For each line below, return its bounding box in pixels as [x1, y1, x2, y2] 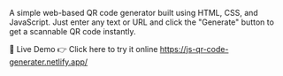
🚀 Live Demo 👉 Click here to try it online [9, 44, 158, 54]
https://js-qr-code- [159, 44, 229, 54]
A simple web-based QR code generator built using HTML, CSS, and [9, 8, 258, 18]
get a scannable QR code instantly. [9, 27, 136, 36]
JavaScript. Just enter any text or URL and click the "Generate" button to [9, 17, 274, 27]
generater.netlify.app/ [9, 57, 88, 67]
